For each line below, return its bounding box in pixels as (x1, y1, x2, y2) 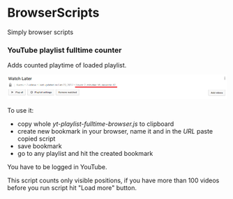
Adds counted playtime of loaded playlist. (7, 61, 127, 70)
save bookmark (17, 141, 62, 150)
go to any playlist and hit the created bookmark (17, 149, 153, 157)
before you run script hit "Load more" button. (7, 183, 137, 192)
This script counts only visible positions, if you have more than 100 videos (7, 176, 220, 184)
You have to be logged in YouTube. (7, 162, 107, 171)
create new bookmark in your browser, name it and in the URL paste (17, 127, 213, 135)
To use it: (7, 106, 34, 114)
